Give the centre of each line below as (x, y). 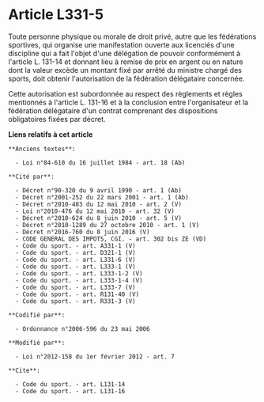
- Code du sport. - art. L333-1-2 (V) (79, 273)
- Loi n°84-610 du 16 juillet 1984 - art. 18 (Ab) (100, 163)
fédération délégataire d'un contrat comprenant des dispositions (113, 110)
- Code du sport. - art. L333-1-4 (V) (79, 280)
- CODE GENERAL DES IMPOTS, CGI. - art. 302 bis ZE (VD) (111, 239)
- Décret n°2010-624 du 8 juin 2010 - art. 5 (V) (98, 218)
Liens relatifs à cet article (51, 134)
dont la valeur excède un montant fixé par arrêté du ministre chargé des (125, 70)
